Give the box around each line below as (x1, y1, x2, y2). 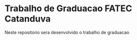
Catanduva (4, 13, 51, 24)
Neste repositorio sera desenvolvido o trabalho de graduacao (4, 29, 130, 35)
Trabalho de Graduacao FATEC (4, 3, 133, 14)
